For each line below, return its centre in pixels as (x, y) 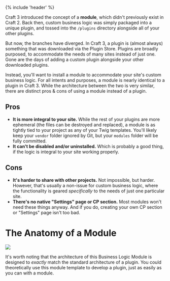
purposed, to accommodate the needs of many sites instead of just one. (81, 54)
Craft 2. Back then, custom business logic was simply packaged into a (79, 23)
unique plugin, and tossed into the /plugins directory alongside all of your (82, 28)
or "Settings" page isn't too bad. (46, 212)
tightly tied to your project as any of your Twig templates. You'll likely (85, 130)
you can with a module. (30, 273)
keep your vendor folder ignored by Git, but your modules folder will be (85, 135)
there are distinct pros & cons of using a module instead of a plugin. (76, 91)
